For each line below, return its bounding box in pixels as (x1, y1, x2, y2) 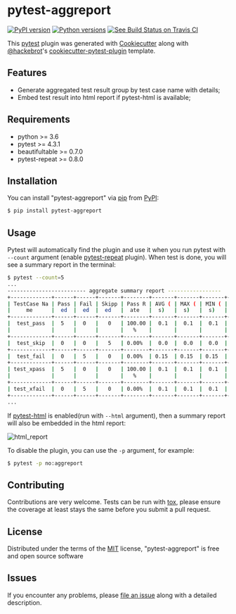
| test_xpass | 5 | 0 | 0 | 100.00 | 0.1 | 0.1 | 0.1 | (7, 365, 228, 373)
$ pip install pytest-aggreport (7, 207, 102, 215)
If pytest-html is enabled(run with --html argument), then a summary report (7, 411, 226, 420)
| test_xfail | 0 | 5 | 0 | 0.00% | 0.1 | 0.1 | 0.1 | (7, 385, 228, 392)
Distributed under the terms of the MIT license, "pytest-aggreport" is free (7, 544, 220, 553)
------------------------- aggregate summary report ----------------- (7, 287, 221, 294)
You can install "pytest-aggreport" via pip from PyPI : (7, 194, 159, 202)
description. (7, 598, 42, 607)
